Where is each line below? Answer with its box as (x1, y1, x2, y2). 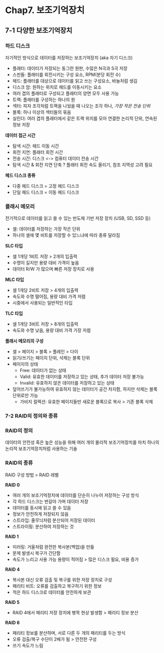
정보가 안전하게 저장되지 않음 (12, 511, 69, 517)
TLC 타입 (5, 310, 23, 316)
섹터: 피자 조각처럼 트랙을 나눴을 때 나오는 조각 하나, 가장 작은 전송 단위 (12, 103, 151, 109)
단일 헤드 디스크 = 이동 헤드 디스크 (12, 189, 80, 195)
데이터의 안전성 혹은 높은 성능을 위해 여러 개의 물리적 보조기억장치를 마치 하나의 (5, 439, 160, 446)
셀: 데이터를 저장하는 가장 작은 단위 (12, 226, 81, 232)
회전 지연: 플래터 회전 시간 (12, 149, 63, 155)
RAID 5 (5, 599, 20, 605)
